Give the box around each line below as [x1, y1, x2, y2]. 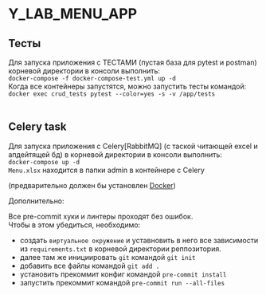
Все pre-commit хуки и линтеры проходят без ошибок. [8, 211, 194, 221]
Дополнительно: [8, 196, 65, 206]
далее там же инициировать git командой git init [19, 252, 196, 262]
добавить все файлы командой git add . [19, 261, 160, 270]
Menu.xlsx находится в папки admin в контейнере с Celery [8, 165, 205, 175]
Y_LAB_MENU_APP [8, 5, 138, 23]
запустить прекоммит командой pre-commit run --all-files [19, 277, 225, 287]
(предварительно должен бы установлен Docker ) [8, 180, 177, 190]
